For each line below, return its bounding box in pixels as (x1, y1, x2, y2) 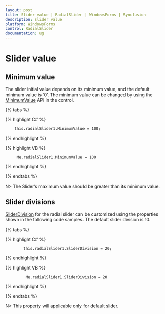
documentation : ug (5, 31, 44, 36)
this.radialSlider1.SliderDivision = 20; (23, 246, 112, 251)
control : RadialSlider (5, 26, 53, 31)
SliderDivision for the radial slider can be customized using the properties (5, 211, 158, 217)
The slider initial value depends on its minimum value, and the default (5, 86, 150, 92)
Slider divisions (5, 198, 55, 206)
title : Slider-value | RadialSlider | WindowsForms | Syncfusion (5, 12, 146, 17)
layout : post (5, 7, 33, 13)
